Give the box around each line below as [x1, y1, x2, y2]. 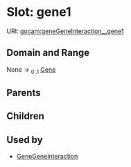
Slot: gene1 [6, 4, 71, 20]
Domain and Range [6, 47, 90, 59]
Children [6, 110, 44, 122]
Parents [6, 87, 41, 99]
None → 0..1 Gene [6, 65, 56, 75]
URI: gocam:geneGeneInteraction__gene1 [6, 27, 124, 35]
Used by [6, 134, 43, 146]
